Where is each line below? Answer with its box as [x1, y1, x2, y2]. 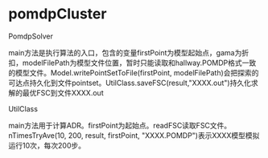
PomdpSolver [8, 31, 54, 41]
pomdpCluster [8, 5, 107, 23]
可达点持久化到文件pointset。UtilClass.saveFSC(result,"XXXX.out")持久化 [8, 78, 252, 87]
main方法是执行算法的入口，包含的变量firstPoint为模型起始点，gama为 [8, 47, 242, 57]
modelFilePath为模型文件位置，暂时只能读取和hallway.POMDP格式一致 [22, 58, 257, 67]
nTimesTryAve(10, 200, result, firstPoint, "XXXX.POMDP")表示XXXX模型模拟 [8, 130, 260, 140]
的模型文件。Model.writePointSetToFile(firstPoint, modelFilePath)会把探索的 [8, 67, 259, 77]
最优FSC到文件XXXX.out [22, 87, 104, 97]
